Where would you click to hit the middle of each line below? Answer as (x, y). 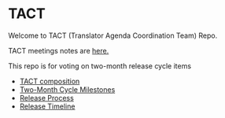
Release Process (47, 98)
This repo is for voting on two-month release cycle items (100, 66)
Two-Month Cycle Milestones (67, 89)
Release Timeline (47, 106)
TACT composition (50, 81)
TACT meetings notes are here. (59, 50)
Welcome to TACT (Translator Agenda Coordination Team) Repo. (113, 35)
